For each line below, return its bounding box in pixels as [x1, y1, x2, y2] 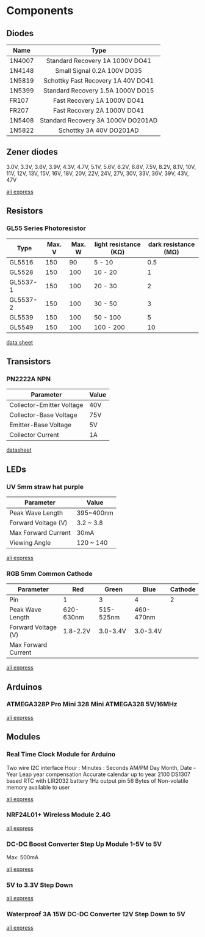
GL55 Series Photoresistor [6, 224, 87, 233]
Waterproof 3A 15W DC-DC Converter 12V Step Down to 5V [6, 910, 186, 919]
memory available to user [6, 783, 70, 791]
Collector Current [9, 431, 59, 439]
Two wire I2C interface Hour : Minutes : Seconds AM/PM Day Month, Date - [6, 764, 196, 771]
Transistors [6, 356, 51, 367]
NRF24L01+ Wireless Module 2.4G [6, 810, 111, 819]
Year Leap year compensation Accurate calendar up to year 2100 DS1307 [6, 771, 191, 778]
